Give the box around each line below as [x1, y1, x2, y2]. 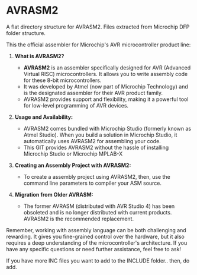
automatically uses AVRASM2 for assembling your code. [23, 137, 161, 144]
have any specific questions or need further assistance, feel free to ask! [6, 245, 182, 252]
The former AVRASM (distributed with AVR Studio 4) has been [23, 203, 175, 210]
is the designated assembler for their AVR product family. [23, 89, 163, 96]
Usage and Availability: [14, 113, 73, 121]
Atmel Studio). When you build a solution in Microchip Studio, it [23, 131, 177, 138]
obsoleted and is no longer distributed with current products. [23, 208, 172, 216]
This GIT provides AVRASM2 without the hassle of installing [23, 144, 169, 151]
